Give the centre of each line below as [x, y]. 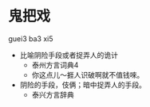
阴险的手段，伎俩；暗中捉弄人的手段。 [83, 85]
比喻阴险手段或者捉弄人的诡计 [69, 55]
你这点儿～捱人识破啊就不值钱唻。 [88, 75]
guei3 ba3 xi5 [31, 38]
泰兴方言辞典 [53, 94]
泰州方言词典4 [55, 65]
